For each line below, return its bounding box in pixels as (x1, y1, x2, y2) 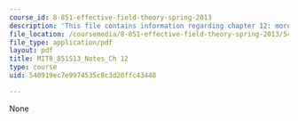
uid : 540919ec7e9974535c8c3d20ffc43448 (9, 71, 157, 80)
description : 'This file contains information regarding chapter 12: (9, 21, 272, 30)
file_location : (9, 29, 66, 38)
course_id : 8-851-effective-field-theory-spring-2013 (9, 12, 213, 22)
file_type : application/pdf (9, 37, 114, 47)
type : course (9, 63, 58, 72)
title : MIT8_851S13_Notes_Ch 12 (9, 54, 129, 63)
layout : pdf (9, 46, 53, 55)
